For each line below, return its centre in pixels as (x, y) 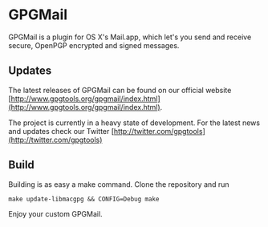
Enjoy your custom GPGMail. (55, 213)
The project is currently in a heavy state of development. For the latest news (134, 123)
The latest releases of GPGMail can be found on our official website (120, 90)
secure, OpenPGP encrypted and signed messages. (94, 45)
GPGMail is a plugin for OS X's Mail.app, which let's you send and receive (130, 37)
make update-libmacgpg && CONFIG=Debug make (84, 199)
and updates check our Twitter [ (61, 131)
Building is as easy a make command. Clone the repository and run (119, 184)
